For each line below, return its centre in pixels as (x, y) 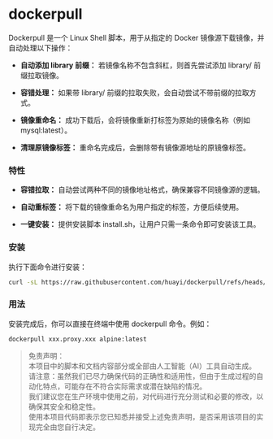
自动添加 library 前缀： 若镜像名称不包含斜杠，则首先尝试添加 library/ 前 (141, 65)
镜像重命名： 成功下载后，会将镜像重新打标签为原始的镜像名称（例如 (135, 120)
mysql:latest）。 (45, 130)
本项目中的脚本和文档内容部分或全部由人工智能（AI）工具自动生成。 (142, 366)
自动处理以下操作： (41, 48)
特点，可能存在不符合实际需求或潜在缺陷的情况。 (125, 386)
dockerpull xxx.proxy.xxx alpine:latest (78, 339)
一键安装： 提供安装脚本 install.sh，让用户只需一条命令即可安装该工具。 (140, 224)
